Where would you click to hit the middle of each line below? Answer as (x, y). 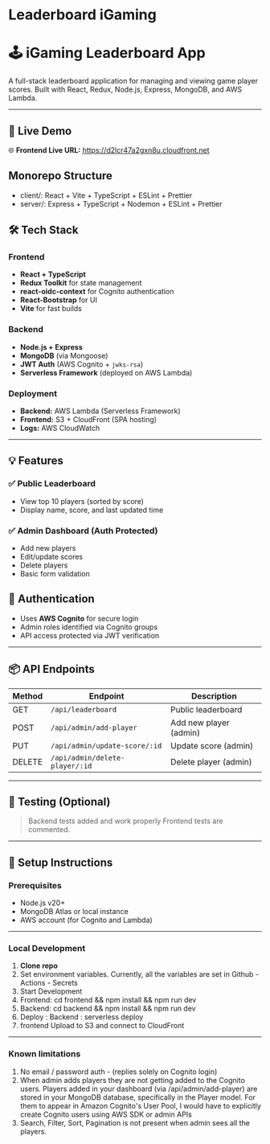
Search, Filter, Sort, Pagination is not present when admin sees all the (135, 1122)
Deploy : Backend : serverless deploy (82, 1017)
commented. (49, 830)
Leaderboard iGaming (82, 15)
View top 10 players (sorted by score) (82, 501)
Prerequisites (35, 885)
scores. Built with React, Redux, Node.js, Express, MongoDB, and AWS (125, 89)
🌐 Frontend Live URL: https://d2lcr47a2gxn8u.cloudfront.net (109, 150)
